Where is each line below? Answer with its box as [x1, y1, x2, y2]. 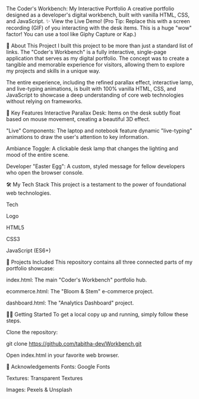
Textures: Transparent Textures [6, 375, 83, 382]
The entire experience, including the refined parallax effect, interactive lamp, [6, 79, 194, 85]
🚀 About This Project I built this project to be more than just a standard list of [6, 42, 193, 49]
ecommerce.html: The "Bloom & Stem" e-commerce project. [6, 288, 154, 294]
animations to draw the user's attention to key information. [6, 134, 149, 140]
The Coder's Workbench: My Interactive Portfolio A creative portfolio [6, 5, 175, 12]
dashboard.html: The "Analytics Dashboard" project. [6, 299, 134, 306]
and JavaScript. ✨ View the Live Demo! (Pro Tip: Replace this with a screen [6, 18, 190, 24]
